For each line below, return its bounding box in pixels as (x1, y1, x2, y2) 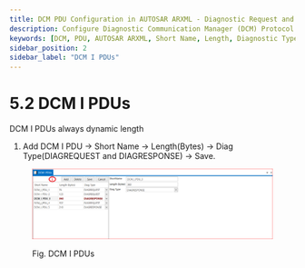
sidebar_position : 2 (9, 44, 88, 53)
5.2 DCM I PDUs (9, 94, 132, 114)
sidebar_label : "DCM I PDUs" (9, 53, 120, 63)
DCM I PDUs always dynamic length (9, 124, 144, 134)
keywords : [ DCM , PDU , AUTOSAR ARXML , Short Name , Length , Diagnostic (9, 34, 279, 43)
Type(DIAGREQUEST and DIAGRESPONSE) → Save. (22, 151, 216, 162)
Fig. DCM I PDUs (32, 248, 95, 259)
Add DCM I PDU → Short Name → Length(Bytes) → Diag (22, 141, 233, 152)
